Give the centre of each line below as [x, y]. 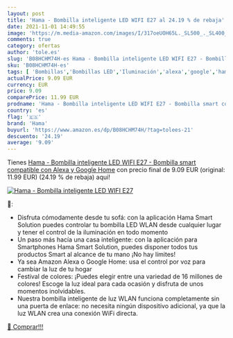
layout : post [26, 14]
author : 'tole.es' [34, 53]
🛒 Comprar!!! [25, 327]
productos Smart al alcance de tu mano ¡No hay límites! [96, 255]
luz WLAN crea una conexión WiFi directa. [78, 314]
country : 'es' [28, 110]
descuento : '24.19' [35, 136]
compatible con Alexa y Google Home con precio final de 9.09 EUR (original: [116, 170]
